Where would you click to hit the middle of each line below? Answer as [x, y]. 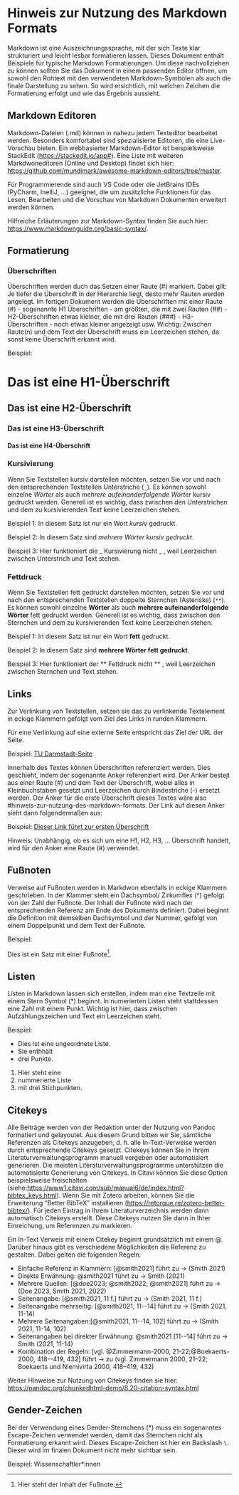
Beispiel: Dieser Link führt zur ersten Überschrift [78, 826]
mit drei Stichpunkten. [50, 1088]
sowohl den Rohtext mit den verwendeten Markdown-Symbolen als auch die [119, 78]
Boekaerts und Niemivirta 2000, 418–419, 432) [86, 1367]
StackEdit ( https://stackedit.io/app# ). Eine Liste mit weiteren [95, 155]
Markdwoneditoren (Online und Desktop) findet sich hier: [91, 163]
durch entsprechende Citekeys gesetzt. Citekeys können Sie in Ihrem [108, 1150]
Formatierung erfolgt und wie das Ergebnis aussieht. [84, 93]
